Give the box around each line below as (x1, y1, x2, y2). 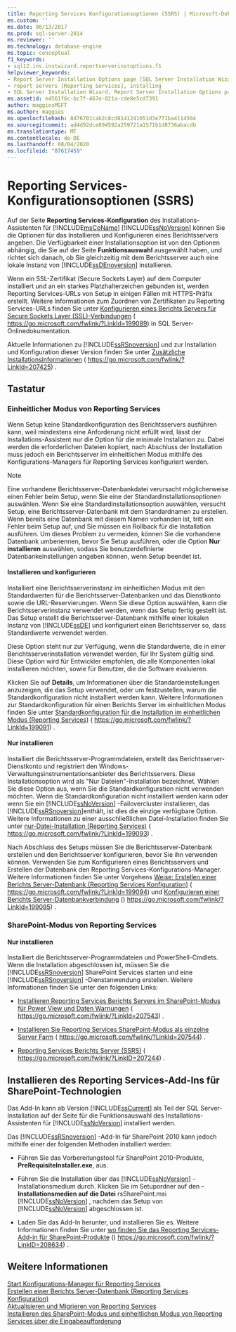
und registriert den (43, 762, 98, 770)
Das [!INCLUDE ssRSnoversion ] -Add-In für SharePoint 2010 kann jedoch (7, 1132, 217, 1141)
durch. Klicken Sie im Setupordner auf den (77, 1182, 200, 1190)
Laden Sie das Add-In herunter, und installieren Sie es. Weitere (17, 1217, 199, 1227)
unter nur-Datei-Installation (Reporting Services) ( (7, 822, 151, 830)
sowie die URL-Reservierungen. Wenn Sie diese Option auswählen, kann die (7, 598, 228, 607)
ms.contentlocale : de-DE (7, 134, 80, 141)
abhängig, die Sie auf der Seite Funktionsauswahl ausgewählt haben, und (7, 245, 223, 254)
